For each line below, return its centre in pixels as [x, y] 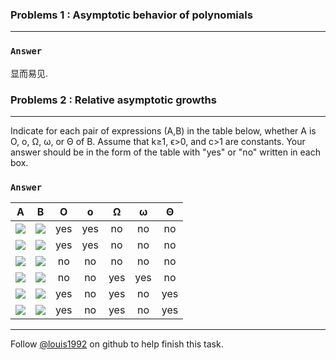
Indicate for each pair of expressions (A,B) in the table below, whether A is [163, 130]
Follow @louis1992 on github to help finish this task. [117, 344]
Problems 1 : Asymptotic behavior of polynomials [131, 15]
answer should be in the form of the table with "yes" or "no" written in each [165, 152]
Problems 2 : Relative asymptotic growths [113, 100]
